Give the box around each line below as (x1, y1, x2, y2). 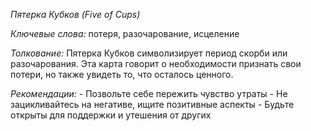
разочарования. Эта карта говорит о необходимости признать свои (10, 58, 302, 69)
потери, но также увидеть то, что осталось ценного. (10, 69, 234, 80)
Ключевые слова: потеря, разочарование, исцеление (10, 28, 240, 39)
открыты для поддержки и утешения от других (10, 109, 212, 121)
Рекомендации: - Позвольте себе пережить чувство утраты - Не (10, 88, 288, 99)
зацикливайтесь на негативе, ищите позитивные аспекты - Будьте (10, 99, 295, 110)
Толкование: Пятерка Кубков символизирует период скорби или (10, 47, 288, 59)
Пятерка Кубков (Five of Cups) (10, 9, 141, 20)
